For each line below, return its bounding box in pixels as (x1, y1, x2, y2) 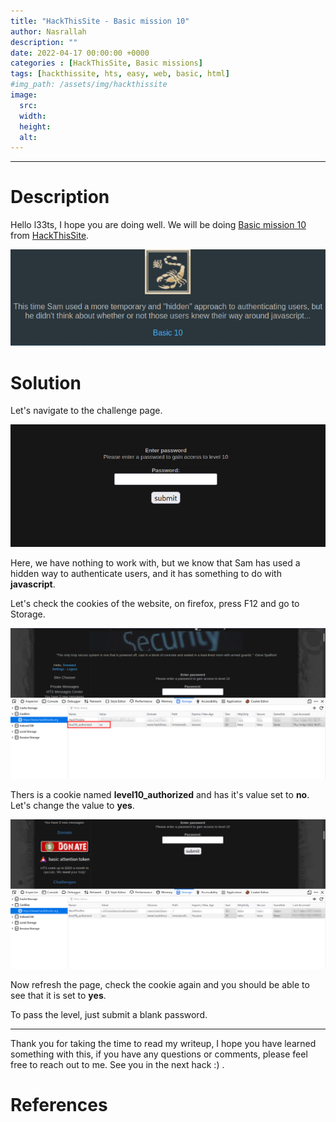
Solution (10, 371, 82, 394)
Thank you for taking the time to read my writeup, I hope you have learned (10, 1038, 317, 1050)
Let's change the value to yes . (10, 800, 135, 812)
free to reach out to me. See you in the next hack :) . (10, 1059, 225, 1071)
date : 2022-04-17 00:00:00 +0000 (10, 48, 150, 58)
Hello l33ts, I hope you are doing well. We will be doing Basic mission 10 (10, 219, 307, 231)
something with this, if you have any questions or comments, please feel (10, 1048, 308, 1060)
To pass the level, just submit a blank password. (10, 1009, 208, 1021)
